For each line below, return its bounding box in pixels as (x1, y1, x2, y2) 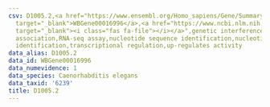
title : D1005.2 (8, 86, 59, 95)
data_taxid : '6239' (8, 79, 74, 87)
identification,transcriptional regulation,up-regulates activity (15, 42, 243, 50)
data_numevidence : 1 (8, 64, 78, 72)
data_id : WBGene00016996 (8, 57, 92, 65)
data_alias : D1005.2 (8, 49, 78, 57)
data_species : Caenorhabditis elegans (8, 72, 138, 80)
